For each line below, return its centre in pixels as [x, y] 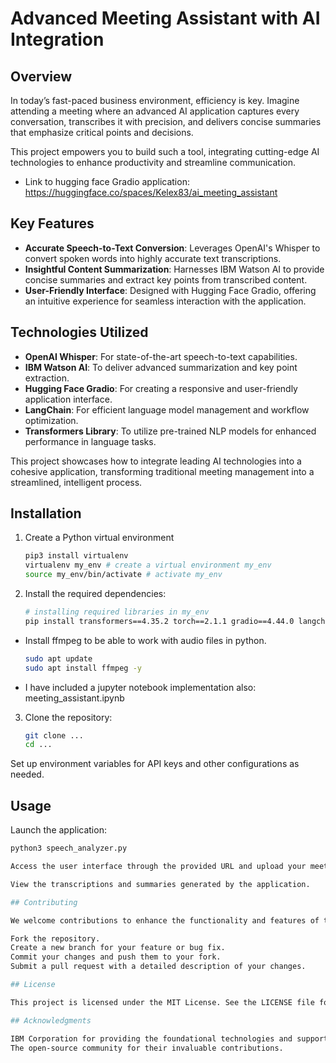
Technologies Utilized [79, 332]
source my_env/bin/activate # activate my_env [123, 575]
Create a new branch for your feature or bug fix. [118, 948]
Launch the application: [58, 830]
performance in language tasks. [90, 441]
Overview [41, 76]
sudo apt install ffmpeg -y [83, 668]
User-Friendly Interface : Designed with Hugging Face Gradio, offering [170, 290]
